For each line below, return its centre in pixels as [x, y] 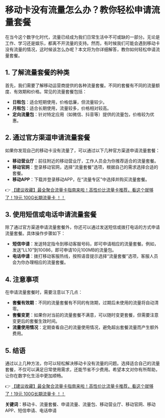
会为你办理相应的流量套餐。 [40, 262]
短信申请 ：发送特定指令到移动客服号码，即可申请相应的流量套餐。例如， [85, 244]
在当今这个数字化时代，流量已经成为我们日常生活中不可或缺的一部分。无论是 [82, 37]
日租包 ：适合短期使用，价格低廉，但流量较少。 [59, 102]
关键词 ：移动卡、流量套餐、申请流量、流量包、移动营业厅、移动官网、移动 [80, 404]
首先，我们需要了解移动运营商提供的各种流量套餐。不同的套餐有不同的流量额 [82, 85]
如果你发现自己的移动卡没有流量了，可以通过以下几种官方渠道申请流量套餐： [82, 150]
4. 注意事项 [22, 279]
